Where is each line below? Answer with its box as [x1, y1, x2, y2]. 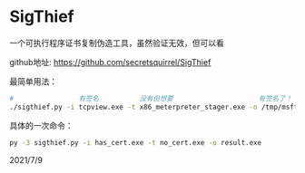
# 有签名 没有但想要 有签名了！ [9, 93, 293, 103]
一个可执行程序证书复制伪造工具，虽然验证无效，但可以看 [9, 37, 224, 48]
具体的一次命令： [9, 120, 74, 130]
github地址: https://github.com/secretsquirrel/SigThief [9, 56, 212, 67]
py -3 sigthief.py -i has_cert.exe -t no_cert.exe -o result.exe [9, 138, 261, 147]
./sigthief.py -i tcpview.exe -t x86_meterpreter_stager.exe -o [9, 102, 258, 111]
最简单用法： [9, 75, 57, 87]
